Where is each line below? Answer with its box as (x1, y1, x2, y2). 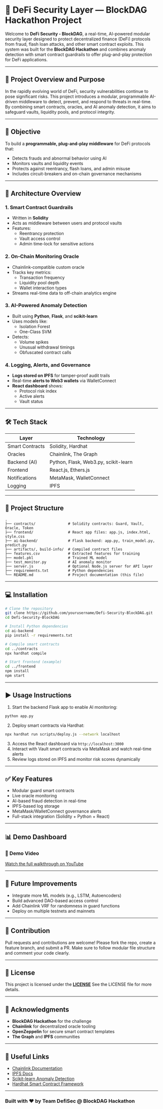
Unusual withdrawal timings (19, 344, 75, 350)
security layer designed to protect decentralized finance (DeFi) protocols (5, 36, 151, 42)
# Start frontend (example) (5, 660, 62, 665)
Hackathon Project (5, 15, 82, 26)
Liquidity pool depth (19, 279, 60, 285)
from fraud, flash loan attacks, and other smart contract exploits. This (5, 41, 144, 47)
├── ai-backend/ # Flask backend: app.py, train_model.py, (5, 538, 155, 543)
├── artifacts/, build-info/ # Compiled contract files (5, 547, 123, 552)
